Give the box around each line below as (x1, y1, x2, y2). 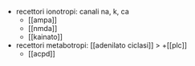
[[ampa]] (27, 15, 58, 25)
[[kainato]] (27, 32, 63, 41)
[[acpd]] (27, 49, 56, 58)
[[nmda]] (27, 24, 58, 33)
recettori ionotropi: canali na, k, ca (15, 7, 130, 16)
